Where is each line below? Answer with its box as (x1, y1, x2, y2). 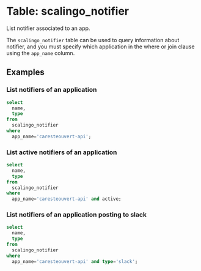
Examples (6, 67, 45, 78)
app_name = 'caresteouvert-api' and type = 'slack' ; (12, 258, 138, 264)
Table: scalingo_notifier (6, 4, 130, 18)
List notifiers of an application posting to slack (6, 210, 147, 219)
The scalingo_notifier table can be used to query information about (6, 36, 180, 43)
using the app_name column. (6, 49, 75, 56)
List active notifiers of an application (6, 148, 117, 157)
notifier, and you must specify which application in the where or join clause (6, 43, 195, 50)
